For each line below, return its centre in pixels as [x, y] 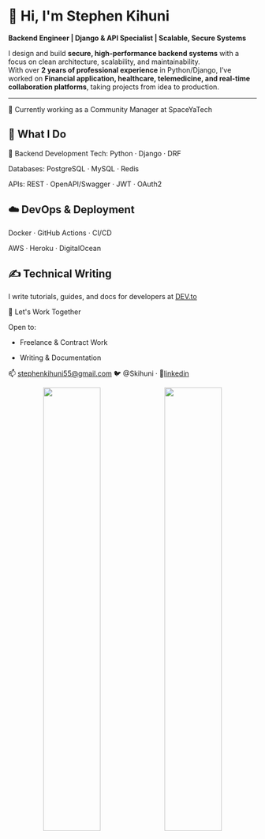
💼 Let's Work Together [45, 312]
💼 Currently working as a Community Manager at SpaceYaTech [110, 109]
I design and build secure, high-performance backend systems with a [123, 53]
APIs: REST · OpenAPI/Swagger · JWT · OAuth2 [85, 184]
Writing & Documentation [60, 358]
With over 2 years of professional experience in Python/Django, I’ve [120, 69]
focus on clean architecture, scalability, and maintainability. [105, 62]
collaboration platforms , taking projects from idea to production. [114, 87]
